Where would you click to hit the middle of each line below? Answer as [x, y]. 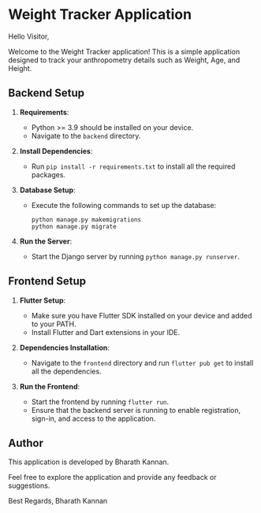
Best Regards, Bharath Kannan [58, 501]
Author [26, 443]
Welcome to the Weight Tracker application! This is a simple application [124, 51]
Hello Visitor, [29, 36]
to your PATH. [54, 324]
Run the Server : [46, 241]
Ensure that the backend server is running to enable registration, [136, 410]
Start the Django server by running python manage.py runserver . [136, 256]
